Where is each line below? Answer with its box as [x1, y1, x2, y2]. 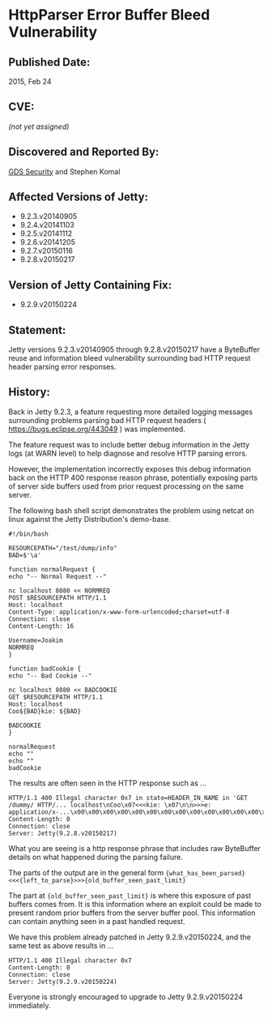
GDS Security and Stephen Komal [8, 166, 121, 176]
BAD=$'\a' [8, 551, 42, 559]
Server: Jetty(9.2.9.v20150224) [8, 977, 117, 986]
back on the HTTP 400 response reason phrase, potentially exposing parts [8, 473, 258, 482]
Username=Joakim [8, 636, 63, 644]
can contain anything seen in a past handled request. [8, 916, 186, 926]
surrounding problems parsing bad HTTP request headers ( [8, 415, 206, 425]
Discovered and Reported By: [8, 145, 159, 159]
